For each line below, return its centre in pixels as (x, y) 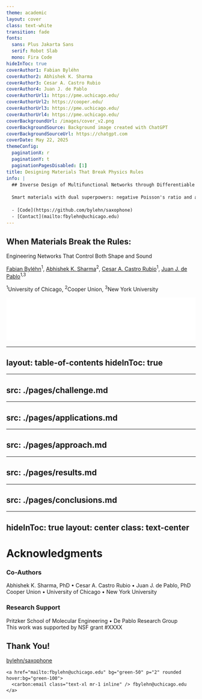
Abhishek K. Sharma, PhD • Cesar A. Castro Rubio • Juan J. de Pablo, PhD (99, 586)
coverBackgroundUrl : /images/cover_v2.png (60, 121)
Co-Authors (24, 572)
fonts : (14, 38)
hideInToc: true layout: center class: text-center (98, 527)
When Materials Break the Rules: (69, 242)
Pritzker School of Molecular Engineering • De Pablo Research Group (92, 621)
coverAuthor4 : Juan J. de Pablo (47, 89)
